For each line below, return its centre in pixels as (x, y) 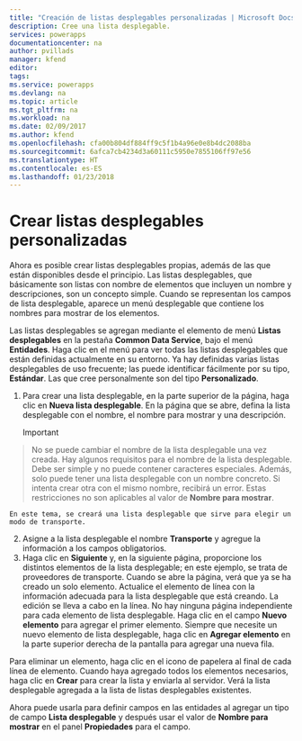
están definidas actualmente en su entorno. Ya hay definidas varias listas (145, 359)
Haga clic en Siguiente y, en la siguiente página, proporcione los (142, 558)
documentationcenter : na (56, 43)
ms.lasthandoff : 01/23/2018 (62, 176)
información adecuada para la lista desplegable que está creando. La (150, 596)
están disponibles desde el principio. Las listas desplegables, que (131, 275)
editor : (24, 68)
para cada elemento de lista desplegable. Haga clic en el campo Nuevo (155, 615)
